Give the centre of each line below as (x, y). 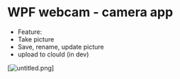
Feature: (30, 32)
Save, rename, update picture (61, 47)
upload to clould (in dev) (53, 54)
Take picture (36, 39)
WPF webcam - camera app (90, 12)
